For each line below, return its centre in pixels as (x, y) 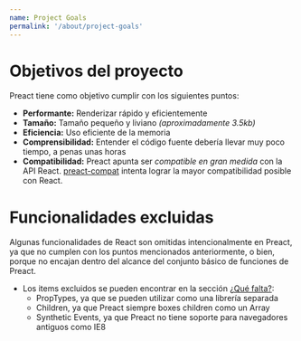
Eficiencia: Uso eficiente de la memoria (96, 133)
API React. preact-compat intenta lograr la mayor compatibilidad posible (157, 171)
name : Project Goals (48, 18)
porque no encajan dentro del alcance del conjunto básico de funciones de (149, 261)
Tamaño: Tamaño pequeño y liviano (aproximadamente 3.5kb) (139, 123)
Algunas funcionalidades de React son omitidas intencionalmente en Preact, (151, 242)
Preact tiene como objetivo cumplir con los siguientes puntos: (124, 96)
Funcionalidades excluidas (112, 217)
